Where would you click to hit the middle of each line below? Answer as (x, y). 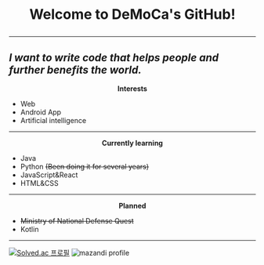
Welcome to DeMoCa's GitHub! (132, 15)
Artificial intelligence (53, 120)
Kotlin (29, 229)
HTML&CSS (40, 183)
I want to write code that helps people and (114, 58)
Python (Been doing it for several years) (85, 167)
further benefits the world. (75, 69)
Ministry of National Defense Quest (77, 221)
